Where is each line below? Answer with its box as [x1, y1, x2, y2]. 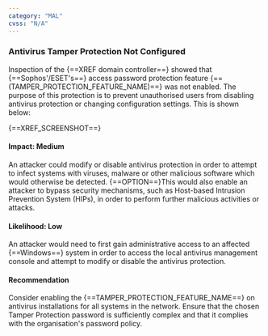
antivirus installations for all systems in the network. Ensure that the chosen [8, 301, 260, 312]
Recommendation [8, 274, 69, 284]
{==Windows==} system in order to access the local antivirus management [8, 248, 258, 257]
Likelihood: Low [8, 221, 63, 231]
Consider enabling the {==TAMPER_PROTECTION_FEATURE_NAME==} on [8, 293, 256, 303]
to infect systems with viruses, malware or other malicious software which [8, 168, 255, 178]
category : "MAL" [8, 11, 63, 20]
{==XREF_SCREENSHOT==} [8, 123, 102, 133]
